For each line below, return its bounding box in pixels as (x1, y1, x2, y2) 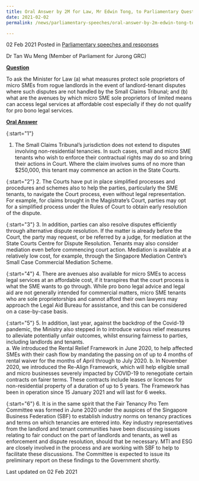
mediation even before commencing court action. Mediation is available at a (6, 246, 191, 254)
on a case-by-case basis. (6, 308, 68, 315)
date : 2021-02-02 (6, 14, 49, 20)
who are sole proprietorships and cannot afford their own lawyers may (6, 296, 178, 303)
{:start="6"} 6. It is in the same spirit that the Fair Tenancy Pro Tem (6, 400, 169, 408)
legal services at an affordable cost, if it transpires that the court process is (6, 277, 190, 284)
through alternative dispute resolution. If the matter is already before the (6, 227, 182, 235)
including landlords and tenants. (6, 338, 85, 345)
